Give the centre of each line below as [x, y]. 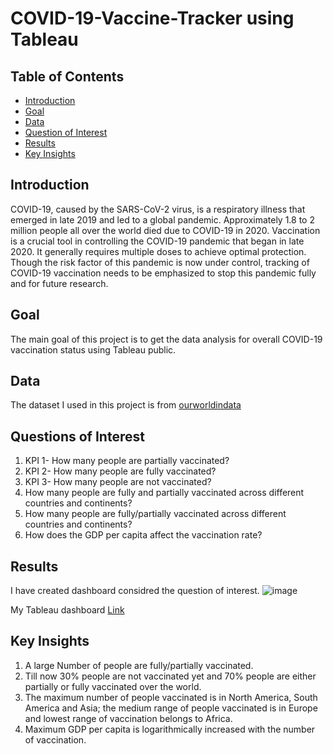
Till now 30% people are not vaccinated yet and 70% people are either [170, 676]
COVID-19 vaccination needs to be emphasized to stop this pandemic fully [163, 273]
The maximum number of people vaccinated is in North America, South [171, 697]
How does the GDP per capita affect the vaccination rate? [143, 535]
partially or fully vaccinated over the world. [113, 686]
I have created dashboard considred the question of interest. [135, 591]
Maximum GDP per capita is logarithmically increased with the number [170, 729]
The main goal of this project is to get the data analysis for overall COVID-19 [166, 339]
